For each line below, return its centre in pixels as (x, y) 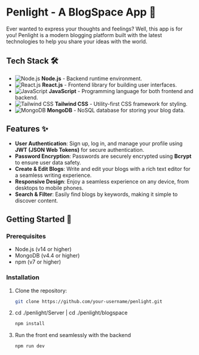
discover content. (36, 200)
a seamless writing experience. (53, 175)
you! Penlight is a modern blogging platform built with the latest (84, 35)
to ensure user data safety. (48, 162)
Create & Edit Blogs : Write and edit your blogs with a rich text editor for (102, 169)
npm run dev (30, 346)
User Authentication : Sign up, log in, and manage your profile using (99, 143)
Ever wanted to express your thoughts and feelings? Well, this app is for (95, 29)
